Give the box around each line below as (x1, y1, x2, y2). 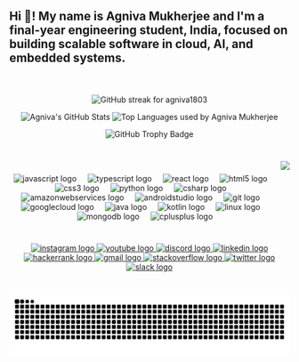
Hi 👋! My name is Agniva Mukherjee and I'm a (9, 9, 265, 24)
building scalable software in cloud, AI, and (9, 36, 254, 52)
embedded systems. (9, 51, 126, 66)
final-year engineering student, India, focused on (9, 23, 288, 38)
